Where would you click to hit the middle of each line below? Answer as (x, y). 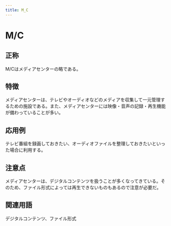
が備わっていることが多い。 (34, 113)
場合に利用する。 (28, 150)
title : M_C (17, 10)
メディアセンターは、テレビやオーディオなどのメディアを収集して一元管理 (83, 100)
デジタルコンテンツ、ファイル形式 (41, 218)
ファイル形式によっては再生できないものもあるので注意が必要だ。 (92, 188)
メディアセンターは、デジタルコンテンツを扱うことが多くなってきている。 (83, 181)
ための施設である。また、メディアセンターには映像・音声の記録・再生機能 (88, 106)
